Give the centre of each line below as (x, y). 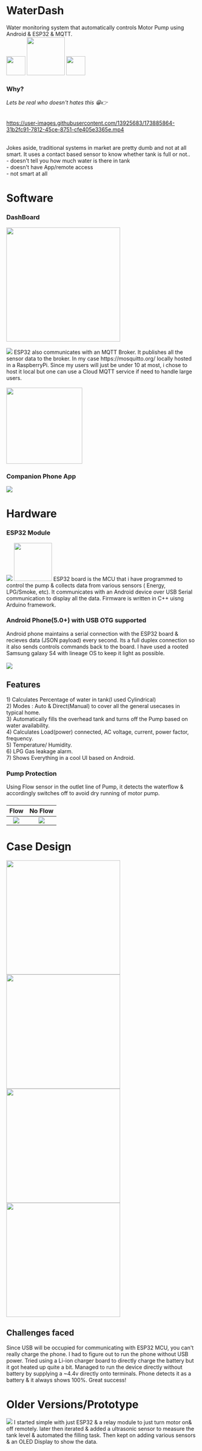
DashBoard (23, 217)
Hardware (32, 514)
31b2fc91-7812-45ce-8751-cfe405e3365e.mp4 (65, 130)
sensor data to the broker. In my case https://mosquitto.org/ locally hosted (99, 358)
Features (23, 685)
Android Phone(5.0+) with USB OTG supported (76, 620)
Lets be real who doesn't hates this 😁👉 (57, 103)
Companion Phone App (41, 476)
